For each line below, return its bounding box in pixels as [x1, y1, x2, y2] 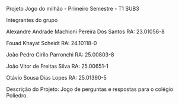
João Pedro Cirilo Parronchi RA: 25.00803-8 [6, 51, 114, 58]
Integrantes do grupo [6, 17, 58, 23]
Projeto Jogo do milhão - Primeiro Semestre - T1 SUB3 [6, 5, 139, 12]
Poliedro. [6, 92, 28, 99]
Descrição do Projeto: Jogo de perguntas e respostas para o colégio [6, 86, 174, 93]
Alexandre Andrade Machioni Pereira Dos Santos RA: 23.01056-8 [6, 28, 165, 35]
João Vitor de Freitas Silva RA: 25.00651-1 [6, 62, 108, 70]
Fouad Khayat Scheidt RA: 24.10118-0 [6, 40, 97, 46]
